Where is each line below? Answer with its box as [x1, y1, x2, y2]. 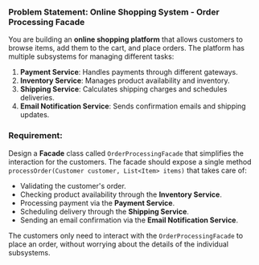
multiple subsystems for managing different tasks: [8, 51, 175, 62]
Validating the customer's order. [19, 181, 126, 190]
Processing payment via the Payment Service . [19, 198, 175, 207]
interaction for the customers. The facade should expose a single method [8, 157, 252, 166]
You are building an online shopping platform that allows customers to [8, 35, 244, 44]
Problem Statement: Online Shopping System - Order [8, 6, 220, 18]
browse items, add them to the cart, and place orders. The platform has [8, 43, 245, 53]
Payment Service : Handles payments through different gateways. [19, 67, 239, 77]
